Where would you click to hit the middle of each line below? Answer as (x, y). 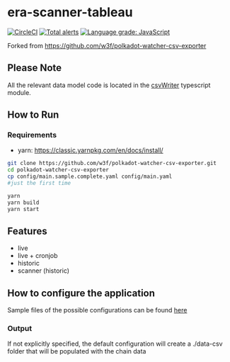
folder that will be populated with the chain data (77, 351)
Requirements (32, 135)
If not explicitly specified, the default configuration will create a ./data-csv (115, 344)
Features (27, 231)
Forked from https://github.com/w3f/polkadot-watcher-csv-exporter (107, 45)
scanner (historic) (43, 271)
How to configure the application (81, 293)
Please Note (35, 68)
